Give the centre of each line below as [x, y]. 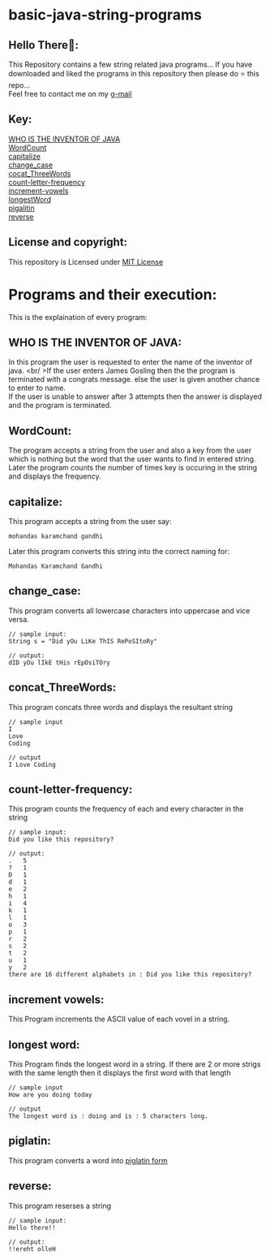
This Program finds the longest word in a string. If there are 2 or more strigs [135, 1064]
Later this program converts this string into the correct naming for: [119, 551]
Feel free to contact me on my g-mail [70, 94]
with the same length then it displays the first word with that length [120, 1073]
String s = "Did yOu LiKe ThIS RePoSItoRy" [83, 641]
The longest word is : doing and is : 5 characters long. [108, 1116]
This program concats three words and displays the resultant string [121, 707]
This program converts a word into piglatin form [88, 1160]
